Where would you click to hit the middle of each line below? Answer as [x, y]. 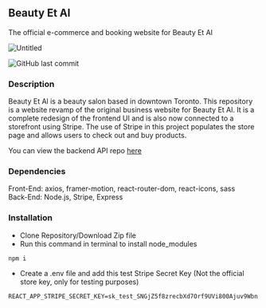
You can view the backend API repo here [75, 151]
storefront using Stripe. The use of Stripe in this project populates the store [131, 127]
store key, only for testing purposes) [79, 282]
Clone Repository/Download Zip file [78, 235]
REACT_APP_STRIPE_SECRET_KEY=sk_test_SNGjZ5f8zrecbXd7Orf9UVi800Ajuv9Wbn [133, 296]
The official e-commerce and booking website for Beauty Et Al [111, 32]
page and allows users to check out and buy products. [98, 136]
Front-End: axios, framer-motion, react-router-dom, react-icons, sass [122, 189]
